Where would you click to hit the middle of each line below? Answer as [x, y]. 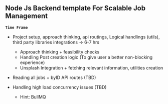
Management [27, 16]
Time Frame [17, 27]
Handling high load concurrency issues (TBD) [59, 87]
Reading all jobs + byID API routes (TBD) [54, 77]
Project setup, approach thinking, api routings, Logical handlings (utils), [86, 36]
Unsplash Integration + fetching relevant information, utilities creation [92, 67]
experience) [32, 62]
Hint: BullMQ [33, 96]
